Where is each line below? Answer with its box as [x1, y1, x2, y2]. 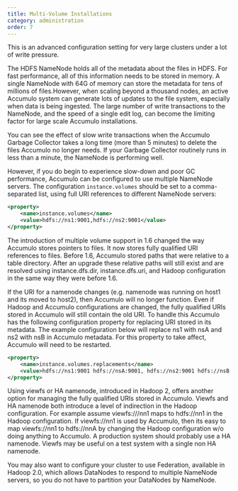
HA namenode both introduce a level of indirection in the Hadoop [7, 402, 198, 410]
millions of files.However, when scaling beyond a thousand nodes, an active [7, 87, 229, 96]
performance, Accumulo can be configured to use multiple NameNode [7, 175, 213, 183]
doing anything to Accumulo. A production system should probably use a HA [7, 432, 231, 441]
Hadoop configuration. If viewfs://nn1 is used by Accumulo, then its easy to [7, 416, 227, 426]
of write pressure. [7, 50, 59, 59]
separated [7, 189, 38, 199]
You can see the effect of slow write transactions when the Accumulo [7, 131, 210, 139]
